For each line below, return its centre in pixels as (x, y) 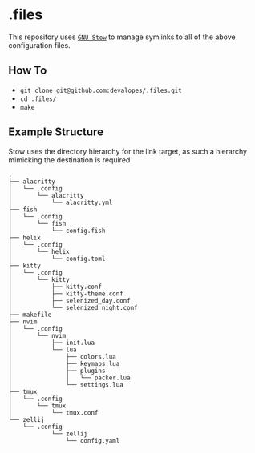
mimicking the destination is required (69, 160)
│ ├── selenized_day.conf (69, 301)
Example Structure (56, 132)
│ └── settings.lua (66, 385)
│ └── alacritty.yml (61, 202)
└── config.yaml (93, 441)
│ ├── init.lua (51, 343)
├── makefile (30, 315)
